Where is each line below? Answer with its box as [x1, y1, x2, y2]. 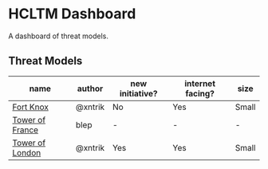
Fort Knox [12, 101, 49, 112]
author [77, 83, 104, 94]
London [12, 147, 41, 158]
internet [184, 77, 215, 88]
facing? [185, 88, 215, 99]
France [12, 124, 38, 136]
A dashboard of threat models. [8, 31, 109, 41]
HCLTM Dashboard [8, 5, 136, 23]
